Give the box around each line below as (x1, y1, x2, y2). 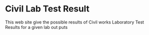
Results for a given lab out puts (5, 24, 68, 30)
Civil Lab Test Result (5, 3, 90, 14)
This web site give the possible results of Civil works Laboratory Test (5, 19, 145, 25)
